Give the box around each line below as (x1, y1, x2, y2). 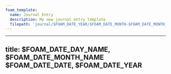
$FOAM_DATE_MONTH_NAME (5, 53, 104, 61)
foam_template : (5, 7, 38, 13)
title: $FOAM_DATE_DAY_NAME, (5, 45, 110, 54)
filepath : (10, 21, 31, 27)
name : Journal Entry (10, 12, 53, 17)
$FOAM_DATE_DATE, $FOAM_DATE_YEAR (5, 61, 142, 69)
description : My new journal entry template (10, 17, 106, 22)
